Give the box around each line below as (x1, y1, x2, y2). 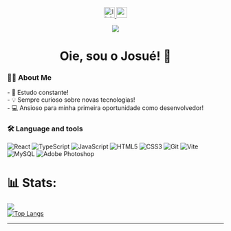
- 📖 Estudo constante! (7, 89, 69, 97)
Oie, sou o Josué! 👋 (59, 48, 172, 64)
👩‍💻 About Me (7, 73, 52, 82)
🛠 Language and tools (7, 124, 84, 133)
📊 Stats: (7, 175, 57, 190)
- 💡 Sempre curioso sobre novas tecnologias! (7, 96, 135, 104)
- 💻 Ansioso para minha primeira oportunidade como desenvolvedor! (7, 104, 204, 112)
